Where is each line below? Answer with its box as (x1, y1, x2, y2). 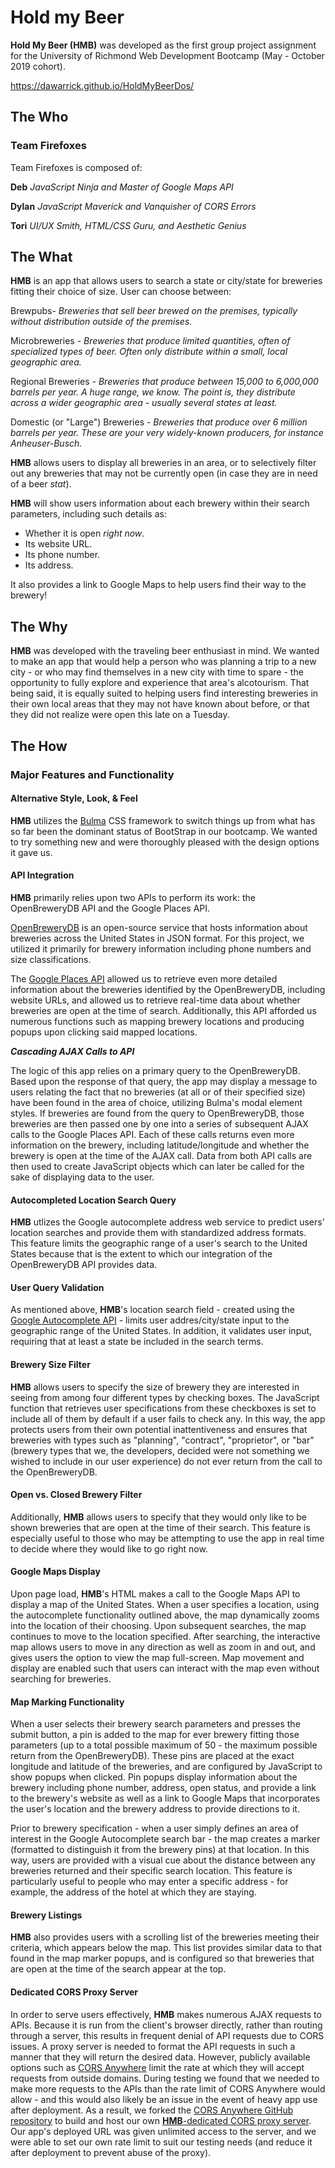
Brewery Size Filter (10, 1358, 91, 1370)
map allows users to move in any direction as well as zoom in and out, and (10, 1641, 316, 1653)
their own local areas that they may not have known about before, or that (10, 698, 310, 710)
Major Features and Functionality (10, 767, 175, 781)
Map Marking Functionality (10, 1696, 125, 1708)
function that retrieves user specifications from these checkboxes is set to (10, 1402, 317, 1414)
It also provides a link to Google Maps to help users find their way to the (10, 579, 307, 591)
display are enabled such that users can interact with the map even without (10, 1662, 320, 1674)
